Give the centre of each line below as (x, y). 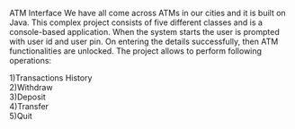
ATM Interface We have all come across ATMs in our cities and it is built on (147, 13)
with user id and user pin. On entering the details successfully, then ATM (144, 41)
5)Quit (21, 116)
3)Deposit (28, 97)
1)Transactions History (51, 78)
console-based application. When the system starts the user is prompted (145, 32)
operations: (31, 60)
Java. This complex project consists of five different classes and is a (136, 22)
